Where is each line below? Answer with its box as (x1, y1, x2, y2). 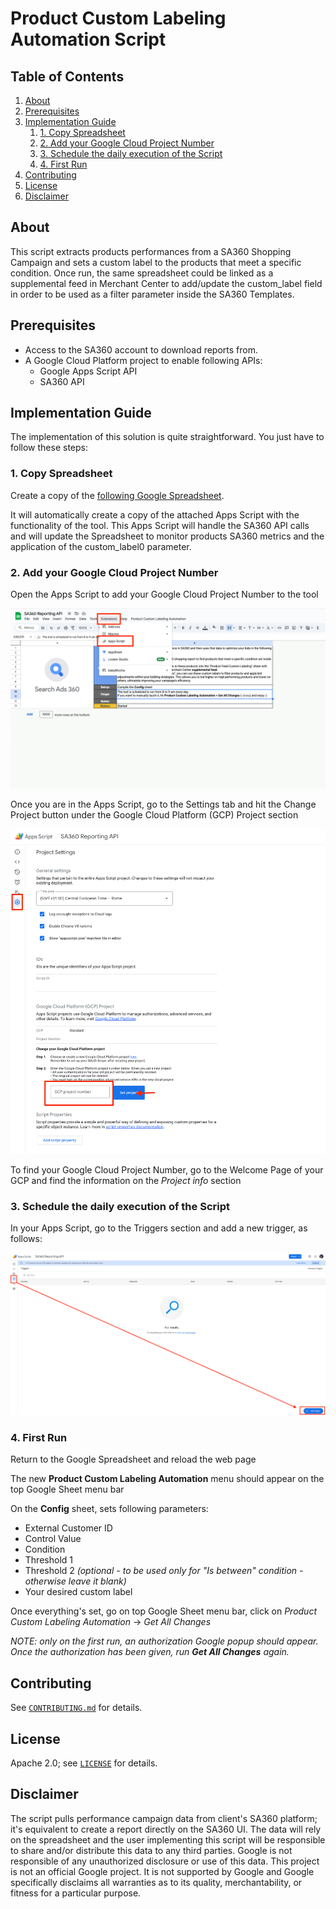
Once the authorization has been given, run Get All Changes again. (10, 1646, 290, 1658)
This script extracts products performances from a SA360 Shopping (10, 245, 292, 257)
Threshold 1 (24, 1554, 73, 1566)
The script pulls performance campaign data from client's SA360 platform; (10, 1812, 318, 1824)
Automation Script (10, 28, 167, 51)
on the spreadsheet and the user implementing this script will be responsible (10, 1833, 326, 1846)
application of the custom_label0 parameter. (10, 540, 192, 552)
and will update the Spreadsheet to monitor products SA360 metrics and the (10, 530, 325, 542)
